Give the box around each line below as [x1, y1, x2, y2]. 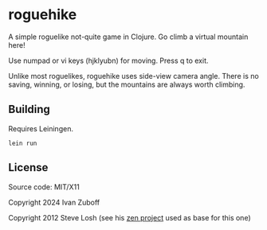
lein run [8, 139, 37, 147]
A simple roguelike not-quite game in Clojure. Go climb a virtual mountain [8, 32, 249, 41]
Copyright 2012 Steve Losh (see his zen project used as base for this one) [8, 212, 251, 222]
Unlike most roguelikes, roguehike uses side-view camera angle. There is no [8, 71, 259, 80]
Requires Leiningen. [8, 123, 74, 133]
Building [8, 103, 50, 116]
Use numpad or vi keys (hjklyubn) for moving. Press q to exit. [8, 56, 209, 65]
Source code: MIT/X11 [8, 181, 80, 192]
